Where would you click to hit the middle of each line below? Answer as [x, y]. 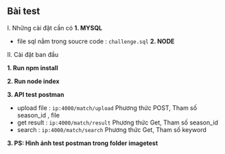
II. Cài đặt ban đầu [33, 54]
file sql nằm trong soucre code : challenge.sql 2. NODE [96, 41]
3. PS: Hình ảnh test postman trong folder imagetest [83, 143]
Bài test [24, 11]
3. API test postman [36, 94]
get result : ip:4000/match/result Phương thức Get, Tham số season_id [117, 122]
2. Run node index [33, 81]
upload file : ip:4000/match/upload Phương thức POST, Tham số [107, 108]
